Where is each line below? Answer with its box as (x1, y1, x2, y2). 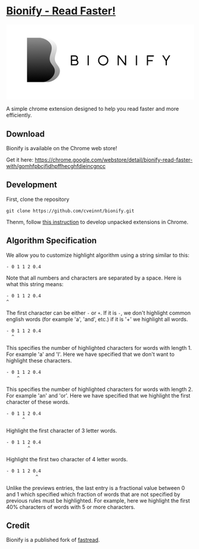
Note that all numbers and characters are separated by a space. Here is (6, 274, 182, 281)
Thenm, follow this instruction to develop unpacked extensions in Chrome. (6, 218, 189, 225)
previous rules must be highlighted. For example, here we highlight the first (6, 497, 191, 504)
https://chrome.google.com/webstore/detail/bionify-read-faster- (35, 156, 193, 163)
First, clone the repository (6, 196, 70, 203)
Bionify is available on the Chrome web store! (6, 145, 117, 152)
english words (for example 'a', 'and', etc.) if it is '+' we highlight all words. (6, 315, 188, 322)
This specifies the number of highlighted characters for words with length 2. (6, 386, 193, 393)
